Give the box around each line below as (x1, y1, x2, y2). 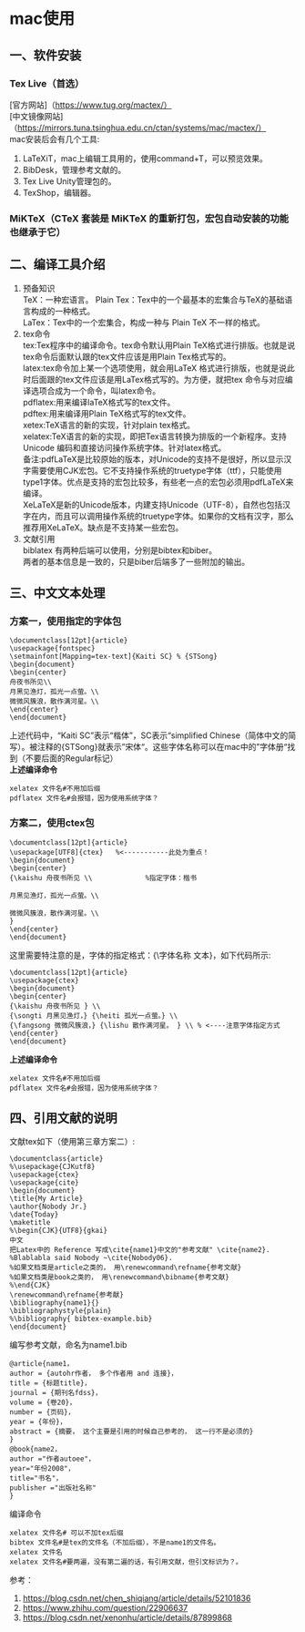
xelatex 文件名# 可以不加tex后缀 (9, 1528, 125, 1538)
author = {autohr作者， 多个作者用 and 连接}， (9, 1369, 178, 1379)
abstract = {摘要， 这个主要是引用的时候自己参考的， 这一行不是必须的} (9, 1427, 254, 1436)
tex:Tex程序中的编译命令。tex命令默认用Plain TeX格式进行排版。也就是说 (22, 339, 296, 351)
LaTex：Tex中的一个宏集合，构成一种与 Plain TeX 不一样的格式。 (22, 316, 266, 328)
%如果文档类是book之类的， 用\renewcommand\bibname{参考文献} (9, 1273, 229, 1282)
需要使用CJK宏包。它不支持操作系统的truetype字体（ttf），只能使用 (30, 465, 282, 476)
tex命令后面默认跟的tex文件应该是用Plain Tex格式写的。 (22, 351, 231, 362)
